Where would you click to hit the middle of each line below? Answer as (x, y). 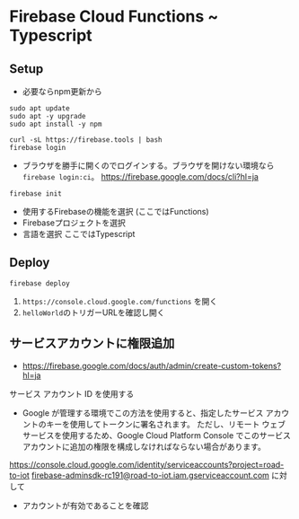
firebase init (36, 194)
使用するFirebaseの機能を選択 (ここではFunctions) (115, 211)
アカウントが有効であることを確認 (85, 506)
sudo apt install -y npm (56, 124)
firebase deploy (40, 283)
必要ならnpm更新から (62, 91)
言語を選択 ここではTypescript (79, 234)
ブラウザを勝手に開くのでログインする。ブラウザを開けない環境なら (148, 165)
